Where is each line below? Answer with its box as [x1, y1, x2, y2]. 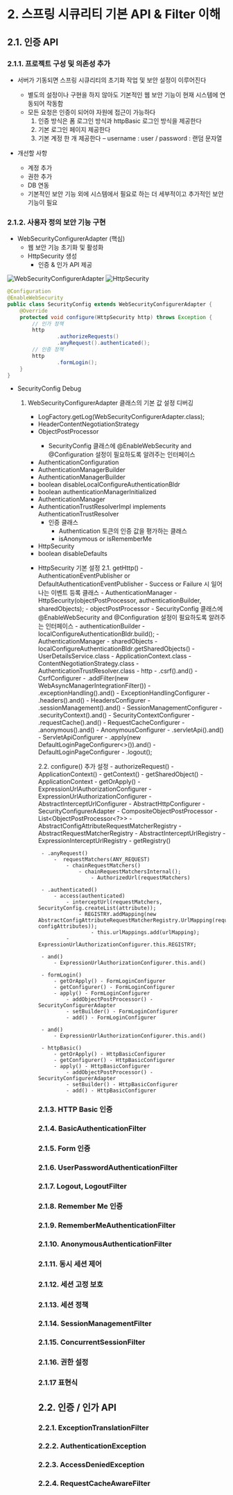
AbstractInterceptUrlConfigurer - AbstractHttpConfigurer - [37, 800, 206, 808]
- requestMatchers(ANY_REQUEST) [53, 856, 150, 863]
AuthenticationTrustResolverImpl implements [37, 503, 166, 511]
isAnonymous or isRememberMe [58, 534, 153, 543]
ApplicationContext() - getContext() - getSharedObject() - [37, 770, 203, 778]
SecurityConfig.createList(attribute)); [37, 905, 157, 912]
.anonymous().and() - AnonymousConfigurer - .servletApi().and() [37, 726, 224, 734]
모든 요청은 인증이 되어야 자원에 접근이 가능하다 [27, 108, 156, 116]
